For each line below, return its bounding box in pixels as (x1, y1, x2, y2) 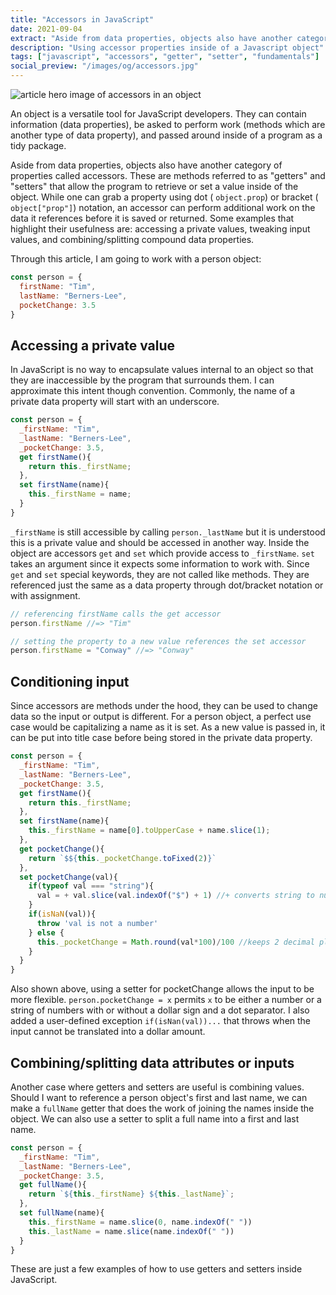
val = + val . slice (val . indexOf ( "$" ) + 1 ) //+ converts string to (36, 891, 315, 901)
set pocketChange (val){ (19, 872, 118, 882)
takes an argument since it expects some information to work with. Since (10, 557, 310, 570)
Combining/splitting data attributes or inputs (10, 1054, 295, 1071)
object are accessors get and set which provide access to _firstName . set (10, 547, 315, 559)
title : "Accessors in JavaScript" (10, 14, 155, 25)
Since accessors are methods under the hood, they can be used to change (10, 700, 318, 712)
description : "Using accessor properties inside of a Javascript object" (10, 42, 325, 53)
